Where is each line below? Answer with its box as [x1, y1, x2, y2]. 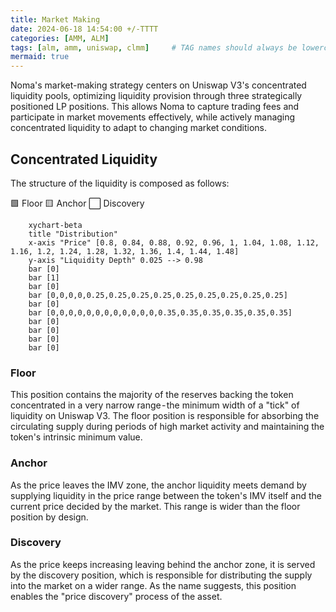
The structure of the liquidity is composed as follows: [10, 177, 230, 189]
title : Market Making [10, 14, 101, 25]
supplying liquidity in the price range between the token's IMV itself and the [10, 489, 323, 501]
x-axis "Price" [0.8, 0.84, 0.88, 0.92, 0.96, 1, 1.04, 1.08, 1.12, [28, 237, 320, 248]
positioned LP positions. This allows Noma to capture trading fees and [10, 101, 300, 113]
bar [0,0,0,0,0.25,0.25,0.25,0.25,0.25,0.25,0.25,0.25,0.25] [28, 290, 288, 300]
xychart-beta [28, 220, 83, 230]
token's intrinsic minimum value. [10, 431, 143, 443]
